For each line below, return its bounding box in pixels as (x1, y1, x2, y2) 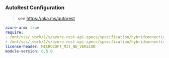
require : (5, 30, 24, 35)
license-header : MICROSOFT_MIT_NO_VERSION (5, 44, 96, 49)
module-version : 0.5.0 (5, 48, 53, 54)
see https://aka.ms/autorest (17, 16, 75, 22)
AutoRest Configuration (5, 4, 65, 11)
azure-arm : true (5, 25, 39, 30)
